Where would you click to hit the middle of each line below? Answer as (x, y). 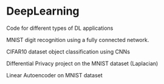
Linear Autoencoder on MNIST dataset (55, 75)
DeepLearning (43, 11)
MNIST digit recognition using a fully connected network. (78, 40)
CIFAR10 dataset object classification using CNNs (68, 51)
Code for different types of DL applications (60, 28)
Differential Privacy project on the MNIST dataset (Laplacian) (82, 63)
